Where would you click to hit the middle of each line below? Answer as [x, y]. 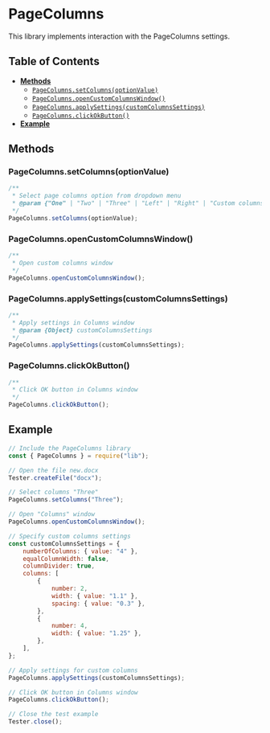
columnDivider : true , [59, 566]
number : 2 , [70, 589]
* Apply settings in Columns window [73, 322]
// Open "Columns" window [51, 514]
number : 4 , [70, 626]
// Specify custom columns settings [70, 536]
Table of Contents [54, 61]
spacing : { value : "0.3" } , [98, 604]
